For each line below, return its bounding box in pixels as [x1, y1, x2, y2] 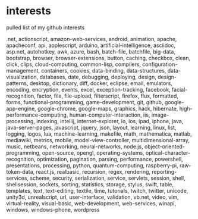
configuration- [142, 61, 178, 68]
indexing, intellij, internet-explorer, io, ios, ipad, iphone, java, [36, 117, 184, 124]
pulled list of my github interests [6, 24, 85, 31]
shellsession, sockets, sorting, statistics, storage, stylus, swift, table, [6, 180, 174, 188]
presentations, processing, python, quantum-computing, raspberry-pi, [6, 162, 178, 169]
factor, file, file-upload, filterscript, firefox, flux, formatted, [36, 92, 178, 99]
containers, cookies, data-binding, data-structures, [41, 67, 166, 74]
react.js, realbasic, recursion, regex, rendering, [35, 168, 150, 175]
